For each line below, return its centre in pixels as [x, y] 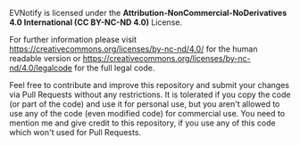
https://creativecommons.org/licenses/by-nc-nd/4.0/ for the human [133, 49]
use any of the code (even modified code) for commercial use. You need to [147, 113]
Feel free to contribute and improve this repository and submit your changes [150, 85]
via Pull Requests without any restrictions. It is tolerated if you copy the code [150, 94]
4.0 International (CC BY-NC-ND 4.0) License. [96, 22]
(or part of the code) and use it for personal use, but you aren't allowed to [145, 104]
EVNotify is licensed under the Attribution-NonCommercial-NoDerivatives [148, 13]
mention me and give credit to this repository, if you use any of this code [142, 123]
